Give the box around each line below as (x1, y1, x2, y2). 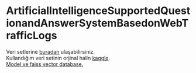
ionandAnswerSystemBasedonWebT (6, 16, 189, 30)
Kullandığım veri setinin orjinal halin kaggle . (6, 54, 110, 61)
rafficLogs (6, 29, 57, 42)
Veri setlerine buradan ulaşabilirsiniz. (6, 48, 95, 55)
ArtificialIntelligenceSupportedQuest (6, 4, 191, 18)
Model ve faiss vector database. (6, 60, 84, 68)
